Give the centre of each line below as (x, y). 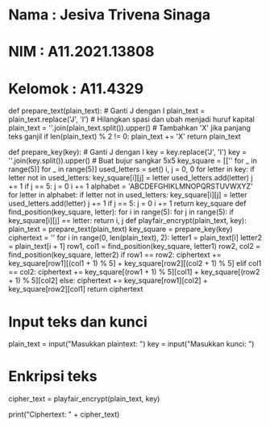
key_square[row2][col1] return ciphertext (76, 289)
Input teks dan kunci (78, 322)
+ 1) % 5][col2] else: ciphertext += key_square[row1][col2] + (108, 280)
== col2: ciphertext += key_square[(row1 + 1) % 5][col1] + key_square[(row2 (134, 272)
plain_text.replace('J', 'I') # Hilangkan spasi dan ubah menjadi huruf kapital (132, 119)
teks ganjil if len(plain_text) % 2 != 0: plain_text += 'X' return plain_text (125, 137)
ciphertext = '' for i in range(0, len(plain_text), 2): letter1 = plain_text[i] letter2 (135, 238)
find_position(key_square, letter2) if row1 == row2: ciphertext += (115, 255)
